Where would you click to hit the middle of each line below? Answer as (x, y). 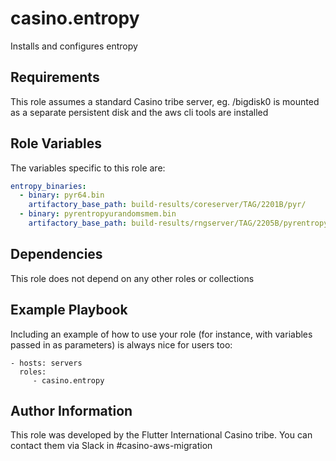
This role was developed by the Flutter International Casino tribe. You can (161, 435)
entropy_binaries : (48, 186)
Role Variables (56, 143)
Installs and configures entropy (74, 46)
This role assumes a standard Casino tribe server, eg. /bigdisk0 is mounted (165, 101)
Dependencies (56, 254)
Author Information (71, 410)
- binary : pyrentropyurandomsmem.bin (98, 214)
